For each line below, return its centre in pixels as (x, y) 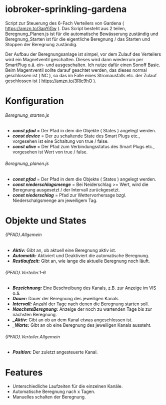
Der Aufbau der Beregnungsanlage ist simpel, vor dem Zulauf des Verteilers (83, 54)
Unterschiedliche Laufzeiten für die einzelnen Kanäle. (67, 386)
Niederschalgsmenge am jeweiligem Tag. (55, 200)
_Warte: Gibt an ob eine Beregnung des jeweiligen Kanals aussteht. (82, 325)
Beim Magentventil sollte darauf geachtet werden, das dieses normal (76, 70)
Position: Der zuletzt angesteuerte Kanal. (55, 352)
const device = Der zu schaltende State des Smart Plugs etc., (76, 136)
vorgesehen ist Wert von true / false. (50, 152)
